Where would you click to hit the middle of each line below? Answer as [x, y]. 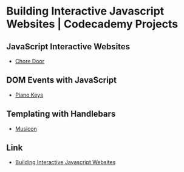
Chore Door [29, 61]
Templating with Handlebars [61, 114]
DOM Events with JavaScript [62, 80]
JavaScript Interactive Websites [68, 46]
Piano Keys [29, 95]
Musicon [26, 128]
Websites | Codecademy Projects [92, 24]
